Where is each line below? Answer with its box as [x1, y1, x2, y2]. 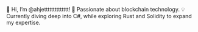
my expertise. [6, 19, 41, 26]
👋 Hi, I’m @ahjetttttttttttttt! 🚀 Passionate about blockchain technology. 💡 [6, 6, 185, 13]
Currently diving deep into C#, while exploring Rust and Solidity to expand [6, 13, 192, 19]
